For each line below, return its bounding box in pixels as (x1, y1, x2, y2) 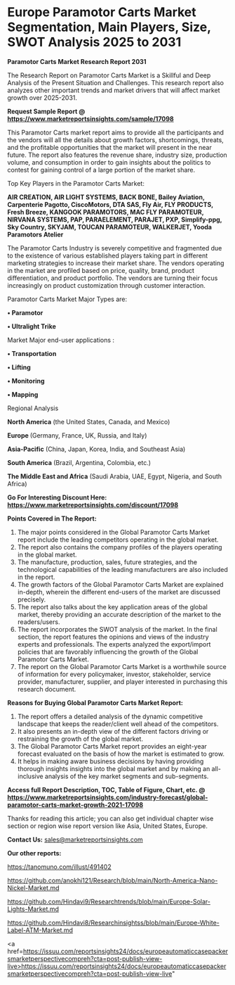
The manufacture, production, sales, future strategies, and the (17, 557, 198, 566)
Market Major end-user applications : (7, 336, 114, 344)
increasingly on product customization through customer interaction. (7, 281, 206, 289)
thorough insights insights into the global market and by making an (17, 764, 210, 773)
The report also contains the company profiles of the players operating (17, 542, 222, 551)
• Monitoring (7, 376, 45, 385)
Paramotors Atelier (7, 230, 64, 239)
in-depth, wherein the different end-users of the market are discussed (17, 587, 221, 596)
